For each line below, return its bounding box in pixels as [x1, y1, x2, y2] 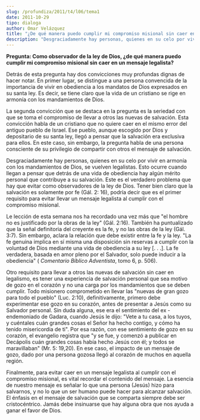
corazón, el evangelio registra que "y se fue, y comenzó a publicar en [6, 332, 177, 339]
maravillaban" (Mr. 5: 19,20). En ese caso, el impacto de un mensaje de [6, 345, 180, 351]
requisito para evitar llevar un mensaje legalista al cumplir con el [6, 195, 164, 202]
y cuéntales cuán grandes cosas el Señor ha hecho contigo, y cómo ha [6, 319, 180, 326]
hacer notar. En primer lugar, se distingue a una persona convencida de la [6, 77, 187, 84]
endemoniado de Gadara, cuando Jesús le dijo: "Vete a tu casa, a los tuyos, [6, 313, 192, 320]
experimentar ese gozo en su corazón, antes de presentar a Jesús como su [6, 300, 192, 307]
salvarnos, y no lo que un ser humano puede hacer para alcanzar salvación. [6, 388, 192, 395]
